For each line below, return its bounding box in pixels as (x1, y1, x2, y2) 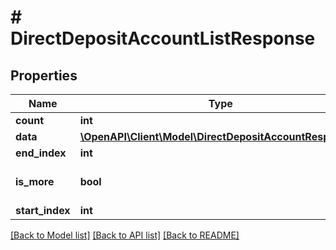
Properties (10, 67, 78, 84)
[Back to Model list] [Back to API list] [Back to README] (10, 229, 240, 241)
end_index (15, 146, 67, 160)
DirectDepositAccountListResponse (10, 27, 316, 50)
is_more (15, 175, 55, 188)
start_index (15, 204, 71, 217)
